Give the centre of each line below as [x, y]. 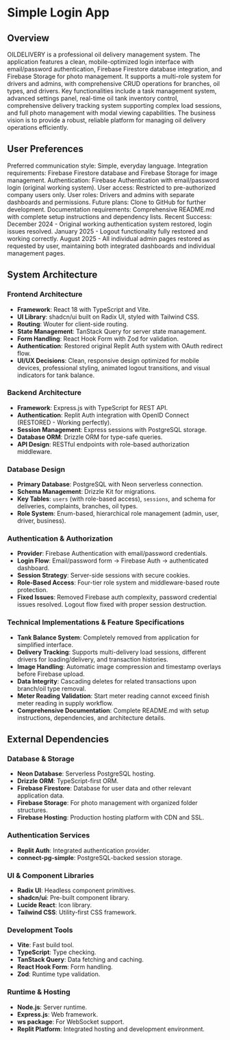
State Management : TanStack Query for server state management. [112, 331]
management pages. [36, 253]
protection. [33, 590]
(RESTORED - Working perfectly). [64, 422]
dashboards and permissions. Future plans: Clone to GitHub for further [107, 202]
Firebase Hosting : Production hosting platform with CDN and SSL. [110, 817]
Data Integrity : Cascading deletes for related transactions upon [106, 681]
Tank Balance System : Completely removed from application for [108, 637]
